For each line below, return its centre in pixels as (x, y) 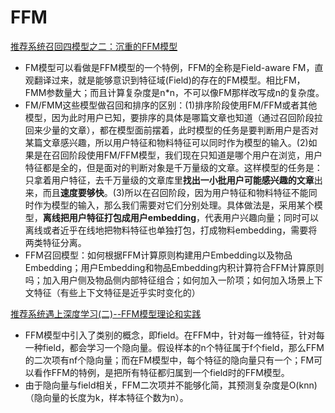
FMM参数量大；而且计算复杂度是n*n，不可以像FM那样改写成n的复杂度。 (174, 92)
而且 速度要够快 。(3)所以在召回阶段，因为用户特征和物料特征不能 (175, 192)
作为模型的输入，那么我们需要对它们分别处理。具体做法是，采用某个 (174, 205)
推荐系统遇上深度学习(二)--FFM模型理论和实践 (106, 313)
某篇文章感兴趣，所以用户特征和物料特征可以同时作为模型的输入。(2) (166, 142)
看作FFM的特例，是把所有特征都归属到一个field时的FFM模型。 (161, 372)
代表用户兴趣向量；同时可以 (262, 217)
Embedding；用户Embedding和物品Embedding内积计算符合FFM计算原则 (174, 267)
